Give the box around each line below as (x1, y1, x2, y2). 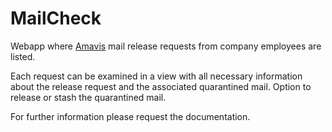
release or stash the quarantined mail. (10, 91, 167, 103)
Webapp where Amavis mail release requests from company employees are (10, 40, 322, 52)
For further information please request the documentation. (10, 110, 251, 122)
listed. (10, 50, 36, 62)
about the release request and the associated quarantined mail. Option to (10, 80, 312, 92)
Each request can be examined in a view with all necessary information (10, 70, 303, 82)
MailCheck (10, 7, 102, 30)
